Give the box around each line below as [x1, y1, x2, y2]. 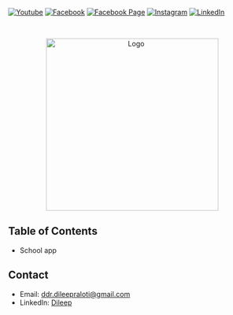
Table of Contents [8, 224, 98, 238]
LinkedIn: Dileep [19, 298, 72, 307]
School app [19, 245, 57, 255]
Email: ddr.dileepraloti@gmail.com [19, 289, 131, 298]
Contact [8, 269, 49, 282]
